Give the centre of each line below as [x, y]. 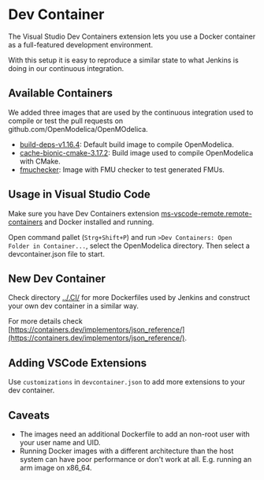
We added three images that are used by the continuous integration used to [131, 112]
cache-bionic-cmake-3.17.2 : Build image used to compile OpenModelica [136, 152]
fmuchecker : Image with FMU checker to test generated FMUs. [122, 169]
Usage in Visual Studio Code [80, 195]
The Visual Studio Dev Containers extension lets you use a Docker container [132, 36]
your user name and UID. [60, 442]
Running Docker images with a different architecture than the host [126, 451]
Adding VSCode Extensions [78, 363]
